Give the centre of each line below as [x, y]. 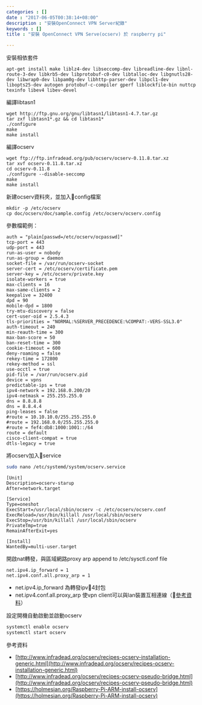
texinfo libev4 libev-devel [42, 90]
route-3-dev [21, 74]
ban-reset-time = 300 [34, 343]
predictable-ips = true [36, 385]
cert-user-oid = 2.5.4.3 [37, 316]
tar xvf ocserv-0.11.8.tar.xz [44, 164]
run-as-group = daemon [35, 258]
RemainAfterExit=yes [32, 531]
